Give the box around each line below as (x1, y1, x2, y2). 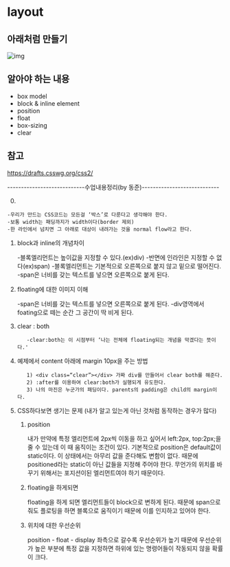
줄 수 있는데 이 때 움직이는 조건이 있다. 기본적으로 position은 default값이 (27, 443, 222, 451)
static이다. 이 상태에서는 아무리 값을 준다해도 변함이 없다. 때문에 (27, 451, 199, 460)
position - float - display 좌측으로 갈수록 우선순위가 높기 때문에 (27, 535, 198, 544)
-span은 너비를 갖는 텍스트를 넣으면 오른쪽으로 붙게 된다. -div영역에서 (16, 299, 205, 308)
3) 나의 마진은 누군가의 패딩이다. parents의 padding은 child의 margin (26, 386, 213, 393)
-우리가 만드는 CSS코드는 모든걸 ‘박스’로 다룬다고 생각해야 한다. (7, 211, 168, 218)
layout (7, 4, 44, 20)
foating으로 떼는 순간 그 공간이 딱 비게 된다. (16, 308, 134, 316)
